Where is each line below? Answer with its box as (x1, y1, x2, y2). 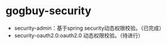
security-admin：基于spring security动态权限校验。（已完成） (14, 24, 165, 31)
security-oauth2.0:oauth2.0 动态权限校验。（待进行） (14, 31, 144, 39)
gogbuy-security (5, 4, 92, 18)
